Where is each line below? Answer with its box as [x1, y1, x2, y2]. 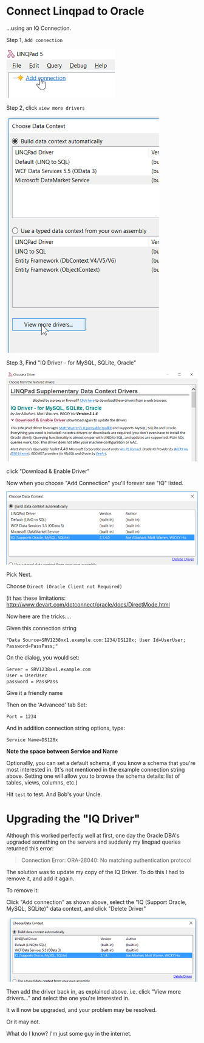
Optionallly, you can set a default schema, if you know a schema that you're [6, 759, 196, 766]
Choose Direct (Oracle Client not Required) [6, 582, 123, 589]
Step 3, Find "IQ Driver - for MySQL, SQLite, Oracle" [6, 358, 137, 366]
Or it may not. [6, 1018, 41, 1025]
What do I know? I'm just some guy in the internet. [6, 1030, 132, 1037]
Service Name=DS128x [6, 736, 59, 743]
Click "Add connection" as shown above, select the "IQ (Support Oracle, [6, 899, 187, 906]
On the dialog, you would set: [6, 653, 80, 661]
